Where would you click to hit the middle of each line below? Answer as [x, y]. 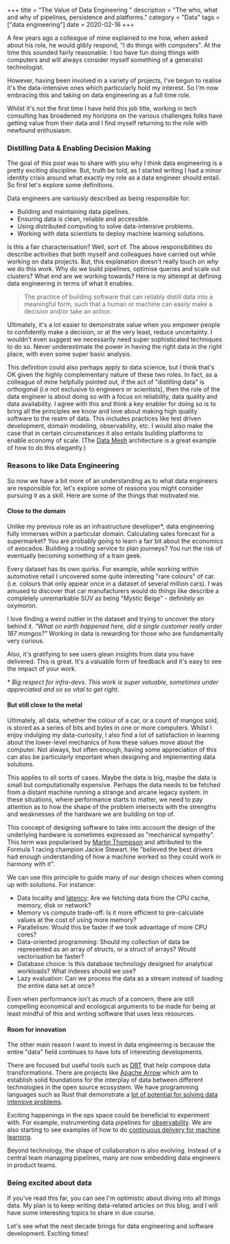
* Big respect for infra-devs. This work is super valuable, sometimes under [113, 682]
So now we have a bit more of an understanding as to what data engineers [112, 480]
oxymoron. [22, 605]
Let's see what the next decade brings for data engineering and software [111, 1226]
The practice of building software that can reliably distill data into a [118, 297]
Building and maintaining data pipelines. [73, 212]
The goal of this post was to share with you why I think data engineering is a [115, 163]
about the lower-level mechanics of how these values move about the [105, 742]
